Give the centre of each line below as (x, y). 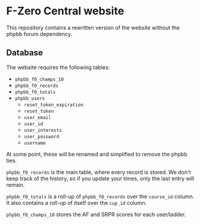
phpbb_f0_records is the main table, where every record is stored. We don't (98, 172)
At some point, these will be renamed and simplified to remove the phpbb (97, 154)
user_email (38, 117)
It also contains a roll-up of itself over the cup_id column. (77, 202)
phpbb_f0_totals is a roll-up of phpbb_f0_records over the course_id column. (100, 196)
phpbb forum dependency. (39, 34)
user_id (33, 124)
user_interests (43, 130)
